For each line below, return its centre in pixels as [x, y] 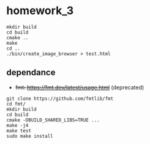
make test [19, 131]
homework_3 [40, 11]
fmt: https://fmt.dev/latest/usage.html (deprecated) [80, 87]
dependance [31, 73]
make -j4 [17, 125]
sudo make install [30, 136]
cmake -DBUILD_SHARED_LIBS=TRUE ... [53, 120]
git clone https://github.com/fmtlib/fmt [60, 99]
